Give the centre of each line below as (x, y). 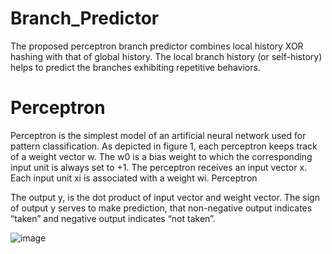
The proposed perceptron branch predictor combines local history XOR (157, 46)
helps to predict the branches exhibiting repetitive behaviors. (135, 67)
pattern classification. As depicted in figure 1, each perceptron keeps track (164, 146)
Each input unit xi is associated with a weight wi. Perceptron (134, 178)
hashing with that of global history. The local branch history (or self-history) (166, 56)
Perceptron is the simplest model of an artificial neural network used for (158, 135)
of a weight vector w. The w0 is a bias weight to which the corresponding (161, 156)
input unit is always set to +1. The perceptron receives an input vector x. (159, 167)
